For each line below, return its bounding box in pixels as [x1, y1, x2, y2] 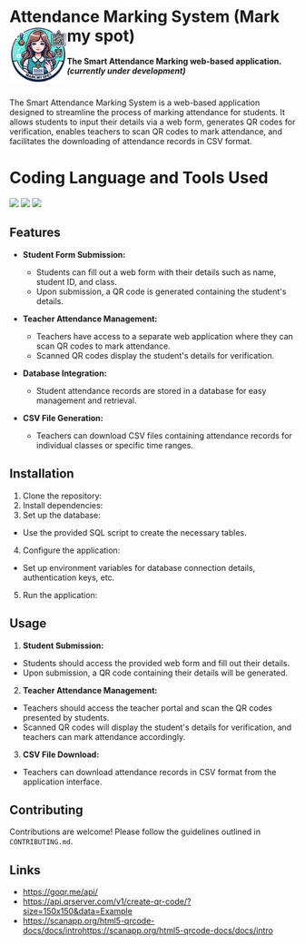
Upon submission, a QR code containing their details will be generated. [22, 667, 289, 678]
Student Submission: [22, 640, 104, 651]
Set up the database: [22, 509, 102, 520]
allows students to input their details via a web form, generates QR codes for [9, 116, 296, 128]
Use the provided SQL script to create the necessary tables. [22, 527, 247, 537]
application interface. [22, 776, 103, 787]
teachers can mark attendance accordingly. [22, 731, 186, 742]
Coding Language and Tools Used [9, 168, 269, 188]
